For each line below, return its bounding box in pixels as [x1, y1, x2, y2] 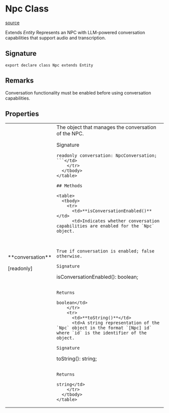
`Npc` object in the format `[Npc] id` [56, 325, 152, 331]
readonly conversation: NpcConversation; [56, 153, 157, 158]
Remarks [5, 76, 34, 85]
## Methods [56, 183, 82, 189]
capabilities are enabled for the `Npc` [56, 223, 155, 229]
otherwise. [56, 254, 82, 259]
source [5, 20, 20, 26]
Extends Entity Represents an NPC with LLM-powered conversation [5, 29, 145, 35]
